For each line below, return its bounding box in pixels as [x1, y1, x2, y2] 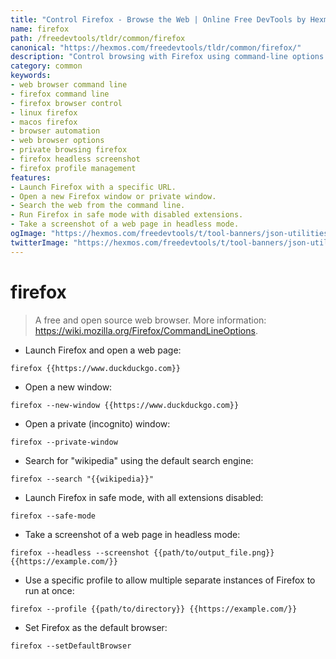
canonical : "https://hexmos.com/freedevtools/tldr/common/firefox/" [10, 42, 302, 53]
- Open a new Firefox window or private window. [10, 191, 217, 201]
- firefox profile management [10, 163, 137, 173]
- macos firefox [10, 117, 78, 127]
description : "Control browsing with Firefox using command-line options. [10, 52, 329, 62]
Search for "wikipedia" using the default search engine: [24, 454, 254, 466]
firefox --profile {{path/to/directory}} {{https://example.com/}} [10, 604, 298, 614]
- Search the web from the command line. [10, 201, 186, 211]
